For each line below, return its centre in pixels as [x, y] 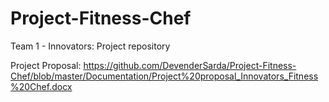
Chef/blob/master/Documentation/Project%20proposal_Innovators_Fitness [164, 76]
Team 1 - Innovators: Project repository [90, 46]
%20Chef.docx [41, 86]
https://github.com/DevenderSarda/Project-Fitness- [190, 65]
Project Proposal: [46, 65]
